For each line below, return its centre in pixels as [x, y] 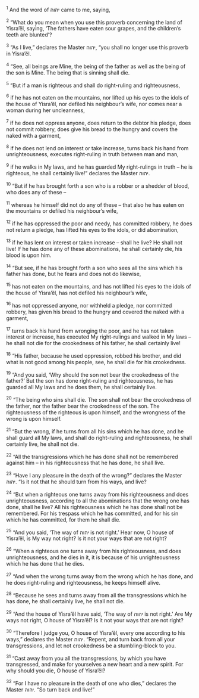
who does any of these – [36, 192]
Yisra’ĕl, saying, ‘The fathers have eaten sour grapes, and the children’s [94, 29]
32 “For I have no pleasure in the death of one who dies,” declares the [91, 683]
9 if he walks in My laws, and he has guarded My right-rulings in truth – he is [99, 166]
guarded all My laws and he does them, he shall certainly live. [82, 387]
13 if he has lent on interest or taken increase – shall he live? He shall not [94, 242]
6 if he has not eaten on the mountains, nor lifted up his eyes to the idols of [97, 97]
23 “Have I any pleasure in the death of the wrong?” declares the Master [94, 475]
